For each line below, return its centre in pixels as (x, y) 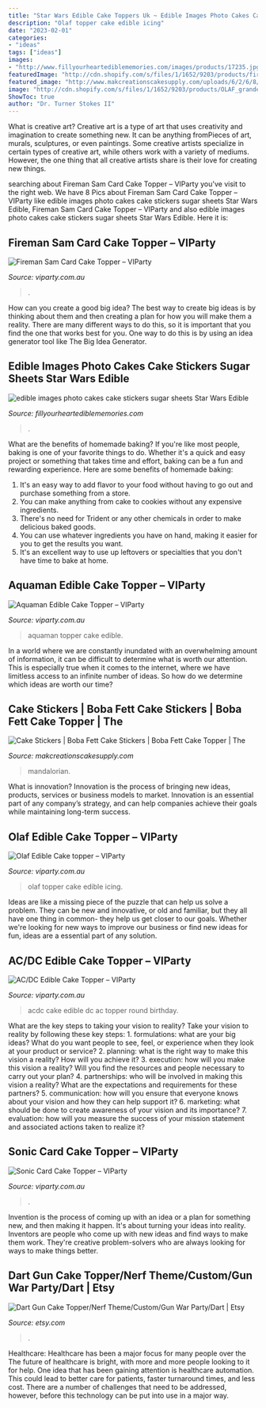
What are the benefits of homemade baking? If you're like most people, (124, 444)
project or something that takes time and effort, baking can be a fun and (126, 461)
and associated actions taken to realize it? (76, 1127)
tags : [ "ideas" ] (35, 52)
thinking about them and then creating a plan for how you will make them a (130, 316)
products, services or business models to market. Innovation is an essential (131, 795)
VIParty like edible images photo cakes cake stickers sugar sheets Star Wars (133, 201)
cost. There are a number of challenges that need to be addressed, (118, 1387)
